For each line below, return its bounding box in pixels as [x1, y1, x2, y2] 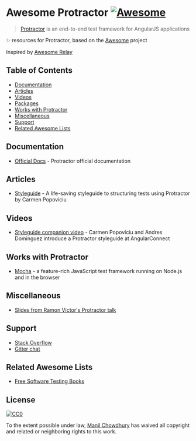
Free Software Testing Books [14, 378, 85, 385]
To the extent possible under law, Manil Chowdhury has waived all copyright [6, 422, 190, 429]
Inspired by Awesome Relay [6, 48, 73, 55]
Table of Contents [6, 65, 73, 76]
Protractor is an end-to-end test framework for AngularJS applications [20, 25, 190, 32]
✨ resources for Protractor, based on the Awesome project [6, 36, 147, 43]
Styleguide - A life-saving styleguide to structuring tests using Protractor [14, 190, 190, 197]
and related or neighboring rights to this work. [6, 428, 117, 435]
